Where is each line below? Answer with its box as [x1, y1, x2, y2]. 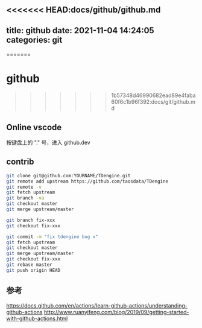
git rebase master [6, 262, 52, 268]
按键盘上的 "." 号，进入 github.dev [6, 139, 90, 146]
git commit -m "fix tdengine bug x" [6, 233, 98, 240]
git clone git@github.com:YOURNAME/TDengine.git [6, 172, 131, 178]
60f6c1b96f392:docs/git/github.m [111, 98, 196, 106]
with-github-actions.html [6, 315, 68, 322]
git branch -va [6, 195, 45, 201]
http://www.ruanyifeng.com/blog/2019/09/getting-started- [43, 308, 189, 315]
